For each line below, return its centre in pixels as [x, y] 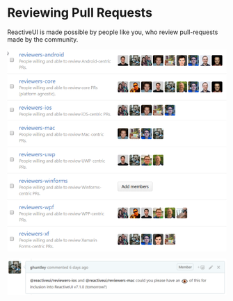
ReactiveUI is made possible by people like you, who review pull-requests [113, 32]
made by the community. [43, 39]
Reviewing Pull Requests [80, 13]
